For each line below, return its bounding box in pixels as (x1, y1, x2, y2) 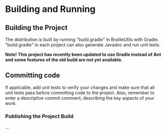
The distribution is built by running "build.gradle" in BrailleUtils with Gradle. (5, 36, 159, 42)
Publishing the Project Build (5, 113, 74, 120)
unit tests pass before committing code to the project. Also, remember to (5, 90, 155, 96)
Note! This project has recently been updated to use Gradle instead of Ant (5, 51, 161, 57)
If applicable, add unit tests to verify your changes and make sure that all (5, 84, 155, 90)
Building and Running (5, 3, 96, 15)
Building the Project (5, 23, 68, 32)
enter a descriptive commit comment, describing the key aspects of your (5, 95, 155, 101)
